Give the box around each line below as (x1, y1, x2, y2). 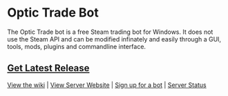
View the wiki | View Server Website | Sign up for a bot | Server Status (7, 81, 207, 89)
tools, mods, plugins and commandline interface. (7, 42, 146, 50)
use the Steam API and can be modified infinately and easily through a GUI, (7, 35, 222, 43)
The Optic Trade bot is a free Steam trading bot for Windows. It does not (7, 28, 213, 36)
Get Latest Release (7, 62, 90, 74)
